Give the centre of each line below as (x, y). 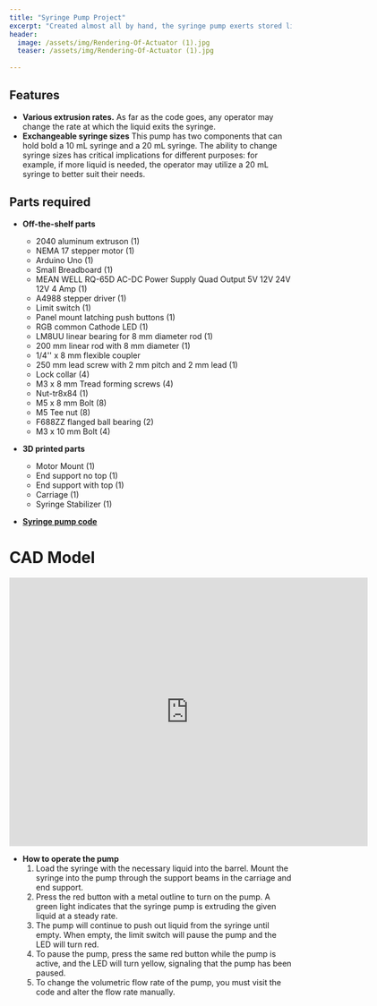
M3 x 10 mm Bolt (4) (73, 431)
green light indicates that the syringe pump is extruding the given (156, 906)
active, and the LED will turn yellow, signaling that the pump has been (163, 963)
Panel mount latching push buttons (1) (106, 317)
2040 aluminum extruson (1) (88, 241)
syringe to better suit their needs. (84, 174)
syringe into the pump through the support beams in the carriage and (163, 877)
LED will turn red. (67, 944)
